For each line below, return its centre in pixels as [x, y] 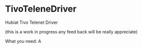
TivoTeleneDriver [41, 9]
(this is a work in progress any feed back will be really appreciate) [71, 32]
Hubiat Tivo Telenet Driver [31, 22]
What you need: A [23, 41]
